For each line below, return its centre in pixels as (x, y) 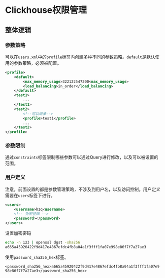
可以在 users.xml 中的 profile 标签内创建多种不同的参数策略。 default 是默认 (80, 57)
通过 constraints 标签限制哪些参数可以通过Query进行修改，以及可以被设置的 (82, 157)
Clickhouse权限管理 (46, 10)
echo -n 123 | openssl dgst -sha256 (43, 242)
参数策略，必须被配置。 (37, 63)
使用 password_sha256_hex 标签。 (37, 257)
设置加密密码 (18, 233)
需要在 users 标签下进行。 (30, 195)
